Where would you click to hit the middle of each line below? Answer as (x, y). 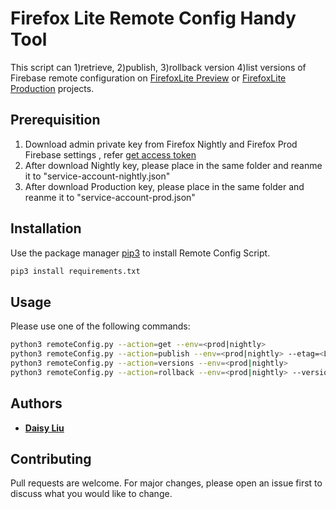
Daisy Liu (44, 428)
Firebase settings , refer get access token (110, 154)
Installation (46, 228)
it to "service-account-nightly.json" (97, 176)
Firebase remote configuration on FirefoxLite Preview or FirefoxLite (148, 78)
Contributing (51, 458)
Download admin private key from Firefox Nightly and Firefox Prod (161, 144)
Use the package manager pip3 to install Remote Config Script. (140, 253)
